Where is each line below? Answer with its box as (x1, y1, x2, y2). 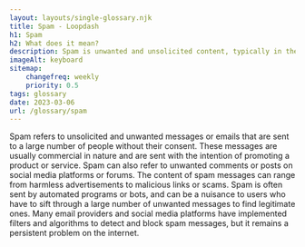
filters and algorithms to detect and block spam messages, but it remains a (9, 218, 289, 229)
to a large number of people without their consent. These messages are (9, 141, 278, 152)
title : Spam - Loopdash (9, 22, 100, 31)
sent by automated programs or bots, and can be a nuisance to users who (9, 189, 286, 200)
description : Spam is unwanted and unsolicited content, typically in (9, 47, 282, 56)
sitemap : (9, 64, 43, 74)
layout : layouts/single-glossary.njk (9, 13, 152, 23)
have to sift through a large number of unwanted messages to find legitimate (9, 199, 296, 210)
